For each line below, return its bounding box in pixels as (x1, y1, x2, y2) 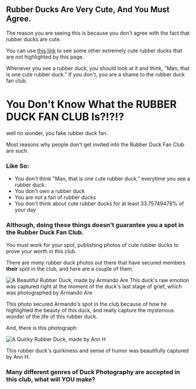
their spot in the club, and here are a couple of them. (6, 265, 133, 272)
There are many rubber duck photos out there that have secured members (6, 259, 186, 266)
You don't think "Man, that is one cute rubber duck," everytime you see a (14, 175, 190, 182)
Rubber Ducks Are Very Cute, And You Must (6, 5, 170, 15)
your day (14, 207, 36, 214)
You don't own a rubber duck (14, 188, 85, 195)
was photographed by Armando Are (6, 289, 92, 296)
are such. (6, 147, 29, 154)
